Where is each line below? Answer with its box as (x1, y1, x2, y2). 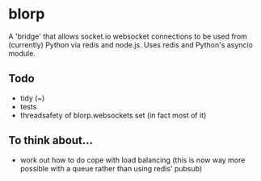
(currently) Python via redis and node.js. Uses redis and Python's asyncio (8, 39, 253, 49)
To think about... (8, 134, 94, 147)
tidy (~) (19, 93, 45, 103)
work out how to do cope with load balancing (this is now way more (19, 154, 246, 165)
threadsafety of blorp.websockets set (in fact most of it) (19, 110, 207, 120)
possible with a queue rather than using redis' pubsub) (19, 163, 203, 173)
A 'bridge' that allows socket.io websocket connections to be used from (8, 31, 248, 41)
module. (8, 48, 36, 58)
